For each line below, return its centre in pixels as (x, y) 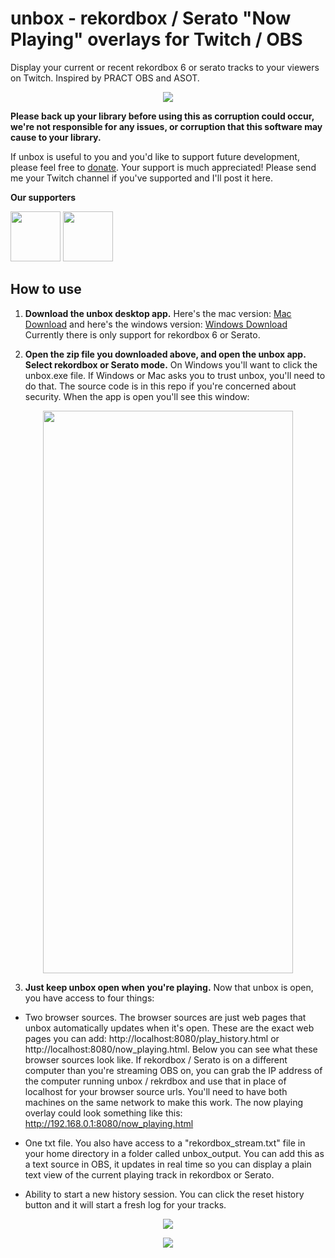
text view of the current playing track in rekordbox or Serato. (149, 1174)
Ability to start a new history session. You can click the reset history (164, 1194)
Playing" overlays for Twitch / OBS (156, 39)
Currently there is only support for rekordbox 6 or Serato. (142, 334)
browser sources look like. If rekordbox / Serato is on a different (156, 1059)
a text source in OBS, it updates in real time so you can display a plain (168, 1164)
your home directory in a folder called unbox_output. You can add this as (174, 1153)
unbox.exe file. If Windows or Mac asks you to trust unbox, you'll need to (175, 375)
